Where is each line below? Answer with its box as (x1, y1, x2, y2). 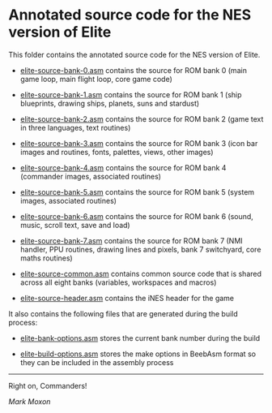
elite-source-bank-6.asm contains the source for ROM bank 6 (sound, (19, 211, 253, 221)
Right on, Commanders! (8, 381, 87, 390)
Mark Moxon (8, 396, 51, 407)
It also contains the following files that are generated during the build (8, 308, 239, 318)
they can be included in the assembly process (19, 357, 174, 367)
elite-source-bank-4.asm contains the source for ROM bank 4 (19, 162, 227, 172)
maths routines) (19, 253, 73, 263)
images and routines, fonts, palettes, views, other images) (19, 147, 214, 157)
